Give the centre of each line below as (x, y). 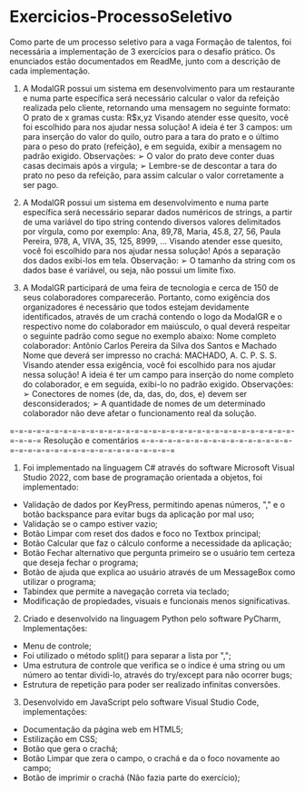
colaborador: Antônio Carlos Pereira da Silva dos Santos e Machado (149, 345)
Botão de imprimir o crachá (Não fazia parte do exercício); (131, 777)
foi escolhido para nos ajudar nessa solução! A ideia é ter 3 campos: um (157, 127)
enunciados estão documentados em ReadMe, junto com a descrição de (145, 61)
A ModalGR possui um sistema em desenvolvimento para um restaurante (158, 88)
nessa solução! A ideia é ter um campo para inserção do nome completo (158, 374)
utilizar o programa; (59, 581)
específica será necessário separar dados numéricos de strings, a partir (157, 212)
